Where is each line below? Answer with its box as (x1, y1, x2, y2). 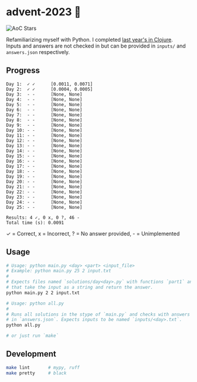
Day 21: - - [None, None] (6, 184, 83, 190)
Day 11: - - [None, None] (6, 132, 83, 138)
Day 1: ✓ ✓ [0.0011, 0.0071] (6, 81, 93, 87)
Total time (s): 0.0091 (6, 219, 64, 225)
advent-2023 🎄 (6, 5, 81, 19)
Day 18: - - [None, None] (6, 168, 83, 174)
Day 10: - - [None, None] (6, 127, 83, 133)
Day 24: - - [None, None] (6, 199, 83, 205)
